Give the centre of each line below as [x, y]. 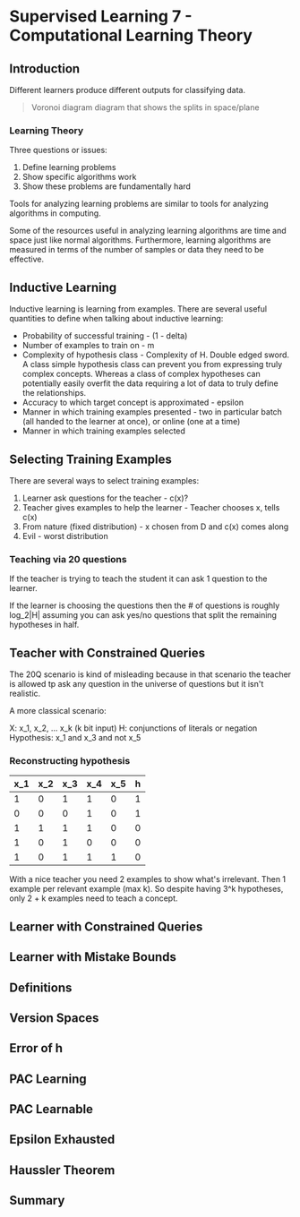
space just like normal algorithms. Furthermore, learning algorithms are [140, 240]
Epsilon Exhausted [62, 1140]
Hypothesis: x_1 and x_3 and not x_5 [75, 738]
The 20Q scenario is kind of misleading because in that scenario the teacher [150, 674]
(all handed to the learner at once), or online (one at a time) [131, 422]
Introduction [45, 69]
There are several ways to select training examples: [104, 480]
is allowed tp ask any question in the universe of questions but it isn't [137, 684]
